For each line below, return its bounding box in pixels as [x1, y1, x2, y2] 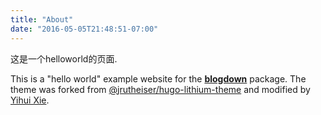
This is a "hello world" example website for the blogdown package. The [10, 72, 307, 85]
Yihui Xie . [10, 94, 50, 106]
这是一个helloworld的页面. [10, 52, 118, 65]
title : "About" [10, 14, 74, 25]
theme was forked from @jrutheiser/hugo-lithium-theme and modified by [10, 83, 311, 95]
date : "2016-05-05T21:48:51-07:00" [10, 24, 159, 34]
